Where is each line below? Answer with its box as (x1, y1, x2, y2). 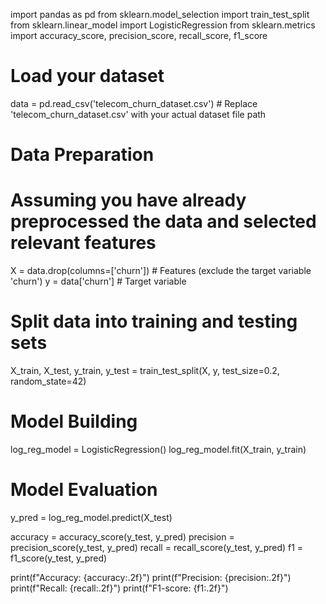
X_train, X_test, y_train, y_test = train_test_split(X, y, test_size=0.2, (10, 365, 280, 376)
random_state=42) (10, 375, 87, 387)
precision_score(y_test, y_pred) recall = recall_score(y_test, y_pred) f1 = (10, 541, 304, 553)
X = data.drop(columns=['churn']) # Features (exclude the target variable (10, 265, 312, 277)
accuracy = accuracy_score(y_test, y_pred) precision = (10, 530, 235, 543)
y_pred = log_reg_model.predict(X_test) (10, 511, 173, 523)
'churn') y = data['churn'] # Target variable (10, 275, 187, 288)
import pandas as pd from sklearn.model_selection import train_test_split (10, 9, 310, 20)
